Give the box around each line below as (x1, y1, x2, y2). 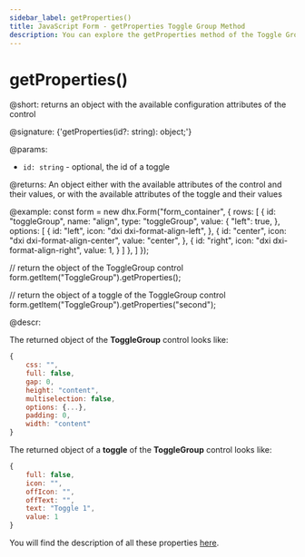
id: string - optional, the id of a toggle (22, 161, 171, 172)
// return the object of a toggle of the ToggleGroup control (9, 289, 226, 300)
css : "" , (25, 360, 59, 370)
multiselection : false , (25, 394, 116, 404)
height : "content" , (25, 386, 100, 395)
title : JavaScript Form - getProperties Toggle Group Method (9, 22, 246, 31)
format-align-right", (9, 245, 83, 256)
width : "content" (25, 419, 92, 429)
